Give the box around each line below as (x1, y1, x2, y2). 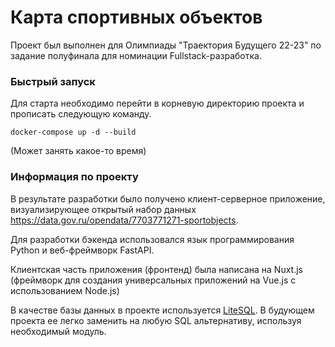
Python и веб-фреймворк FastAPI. (10, 244, 155, 256)
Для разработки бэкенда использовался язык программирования (10, 233, 295, 245)
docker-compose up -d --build (10, 127, 137, 138)
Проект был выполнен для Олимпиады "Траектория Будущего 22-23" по (10, 39, 322, 51)
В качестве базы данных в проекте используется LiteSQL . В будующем (10, 304, 315, 316)
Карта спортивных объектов (10, 6, 263, 29)
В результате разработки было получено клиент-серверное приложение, (10, 192, 326, 205)
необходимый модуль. (10, 325, 107, 337)
